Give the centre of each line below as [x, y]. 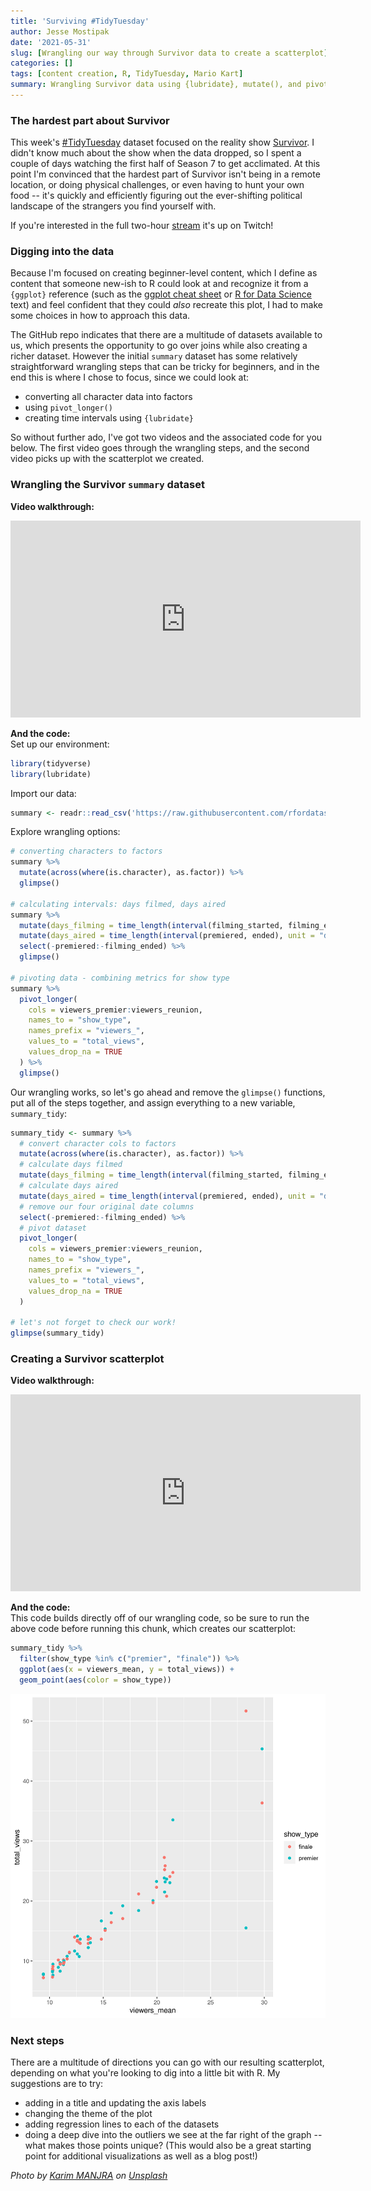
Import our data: [43, 793]
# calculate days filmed [71, 1165]
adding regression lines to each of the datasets [122, 2124]
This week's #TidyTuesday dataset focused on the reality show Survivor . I [162, 142]
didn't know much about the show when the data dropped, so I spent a [156, 153]
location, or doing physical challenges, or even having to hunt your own [157, 185]
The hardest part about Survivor [90, 120]
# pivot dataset [53, 1228]
